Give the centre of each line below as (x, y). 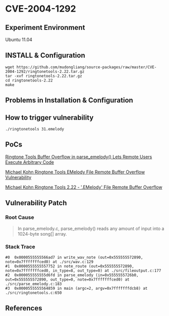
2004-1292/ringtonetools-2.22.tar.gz (45, 71)
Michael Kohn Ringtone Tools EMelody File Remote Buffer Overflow (75, 172)
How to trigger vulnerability (49, 118)
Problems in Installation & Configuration (69, 100)
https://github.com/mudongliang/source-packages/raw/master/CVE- (87, 67)
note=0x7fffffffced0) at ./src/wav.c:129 (49, 262)
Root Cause (20, 217)
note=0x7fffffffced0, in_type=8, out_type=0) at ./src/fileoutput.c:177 (83, 270)
